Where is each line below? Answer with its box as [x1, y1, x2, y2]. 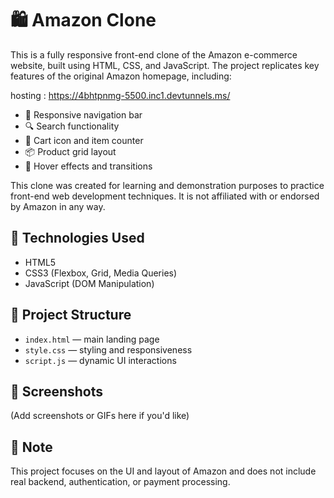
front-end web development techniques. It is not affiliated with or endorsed [10, 190, 320, 202]
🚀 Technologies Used [10, 230, 145, 247]
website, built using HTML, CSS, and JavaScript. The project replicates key [10, 59, 320, 71]
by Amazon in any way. [10, 200, 106, 212]
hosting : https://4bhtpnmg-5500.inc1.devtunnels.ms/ [10, 89, 231, 101]
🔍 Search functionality [24, 120, 120, 132]
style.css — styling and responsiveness [24, 343, 193, 356]
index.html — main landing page [24, 333, 160, 345]
